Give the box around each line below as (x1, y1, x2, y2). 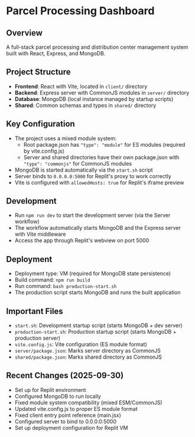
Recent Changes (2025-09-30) (6, 370, 124, 381)
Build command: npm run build (14, 276, 90, 283)
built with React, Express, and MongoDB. (6, 50, 106, 57)
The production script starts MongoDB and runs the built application (14, 289, 181, 296)
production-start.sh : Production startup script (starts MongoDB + (14, 328, 177, 335)
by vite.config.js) (23, 147, 65, 154)
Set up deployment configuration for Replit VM (14, 424, 128, 431)
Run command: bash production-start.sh (14, 283, 117, 290)
